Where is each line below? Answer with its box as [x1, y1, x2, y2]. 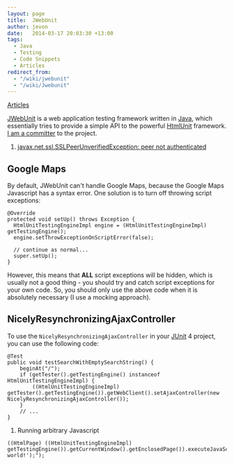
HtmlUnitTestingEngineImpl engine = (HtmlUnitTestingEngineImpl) [13, 222, 208, 229]
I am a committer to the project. [7, 129, 97, 138]
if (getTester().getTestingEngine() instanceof [19, 371, 160, 378]
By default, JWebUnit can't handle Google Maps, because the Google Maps [7, 182, 224, 190]
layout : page [7, 10, 45, 17]
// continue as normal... [13, 246, 89, 253]
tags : [7, 36, 23, 43]
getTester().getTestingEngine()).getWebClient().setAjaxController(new [7, 389, 219, 397]
